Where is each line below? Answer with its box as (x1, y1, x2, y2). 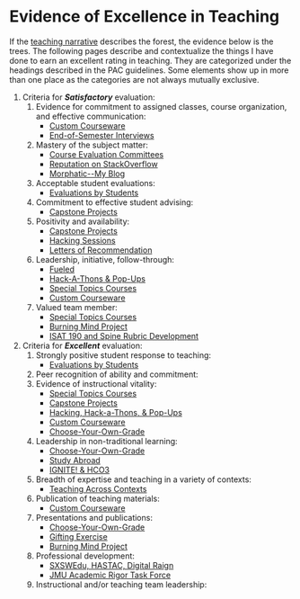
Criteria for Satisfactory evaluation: (22, 92, 155, 103)
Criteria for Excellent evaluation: (22, 340, 143, 351)
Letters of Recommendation (49, 245, 153, 255)
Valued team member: (35, 301, 119, 312)
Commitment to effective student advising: (35, 196, 194, 208)
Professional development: (35, 550, 135, 561)
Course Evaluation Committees (49, 148, 164, 159)
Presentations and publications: (35, 512, 153, 523)
